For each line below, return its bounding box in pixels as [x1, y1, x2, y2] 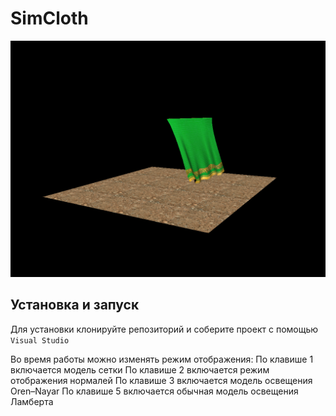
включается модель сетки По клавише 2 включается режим [10, 363, 270, 376]
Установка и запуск [10, 297, 140, 314]
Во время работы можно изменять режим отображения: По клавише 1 [10, 353, 314, 365]
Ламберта [10, 395, 54, 407]
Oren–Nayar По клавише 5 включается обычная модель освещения [10, 385, 299, 397]
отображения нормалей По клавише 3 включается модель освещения [10, 374, 313, 386]
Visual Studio [10, 335, 70, 346]
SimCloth [10, 7, 89, 30]
